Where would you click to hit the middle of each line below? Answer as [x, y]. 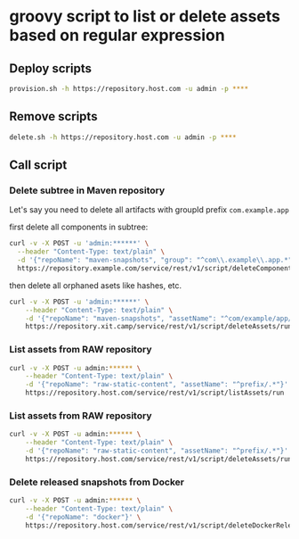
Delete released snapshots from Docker [97, 482]
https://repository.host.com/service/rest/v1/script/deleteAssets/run [159, 459]
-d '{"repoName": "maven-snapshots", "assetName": [121, 319]
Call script [38, 165]
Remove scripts [53, 116]
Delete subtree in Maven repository [87, 190]
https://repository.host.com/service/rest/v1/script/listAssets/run [155, 393]
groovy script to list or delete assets [145, 17]
